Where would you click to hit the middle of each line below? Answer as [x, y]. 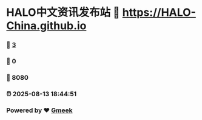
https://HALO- [159, 12]
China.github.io [46, 26]
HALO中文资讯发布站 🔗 [63, 12]
